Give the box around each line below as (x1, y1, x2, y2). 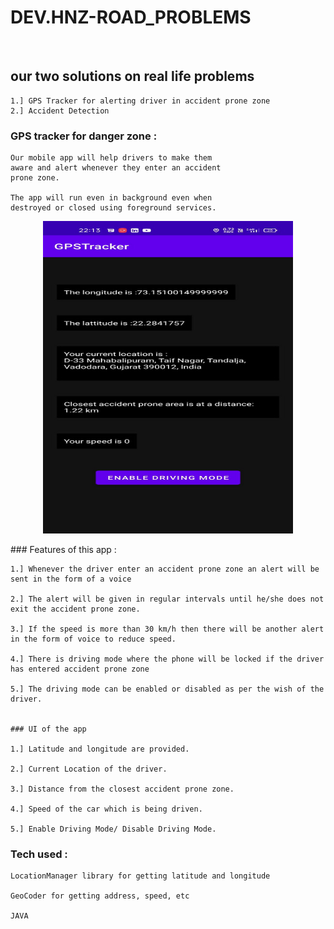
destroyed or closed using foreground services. (10, 203, 217, 213)
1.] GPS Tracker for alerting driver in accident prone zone (10, 96, 271, 106)
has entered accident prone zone (10, 664, 150, 675)
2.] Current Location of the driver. (10, 764, 168, 775)
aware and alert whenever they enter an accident (10, 163, 222, 173)
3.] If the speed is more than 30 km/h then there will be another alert (10, 624, 325, 635)
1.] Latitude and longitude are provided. (10, 744, 190, 755)
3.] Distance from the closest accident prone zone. (10, 784, 235, 795)
